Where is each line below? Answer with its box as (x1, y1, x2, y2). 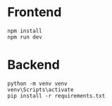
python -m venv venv (7, 80, 68, 87)
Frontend (7, 4, 62, 20)
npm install (7, 27, 42, 34)
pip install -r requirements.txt (7, 92, 106, 99)
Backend (7, 57, 60, 73)
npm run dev (7, 33, 42, 41)
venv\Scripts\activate (7, 86, 74, 93)
